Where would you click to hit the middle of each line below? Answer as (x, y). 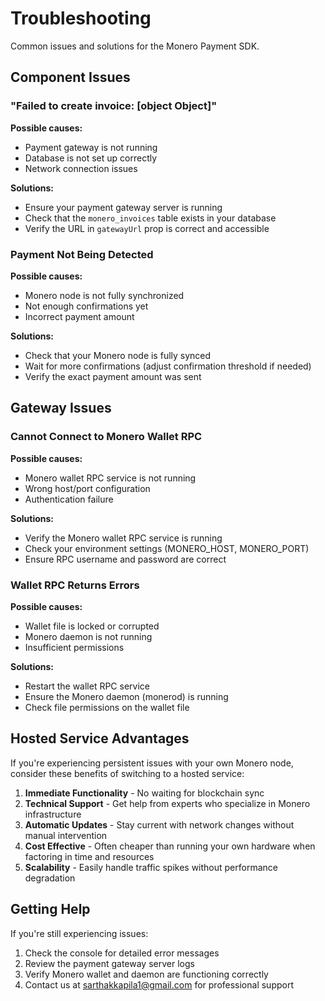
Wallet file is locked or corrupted (92, 626)
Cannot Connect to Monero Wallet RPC (106, 437)
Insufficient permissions (74, 647)
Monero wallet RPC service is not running (110, 478)
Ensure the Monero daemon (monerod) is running (126, 696)
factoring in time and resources (89, 856)
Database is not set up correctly (91, 158)
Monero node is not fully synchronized (104, 295)
